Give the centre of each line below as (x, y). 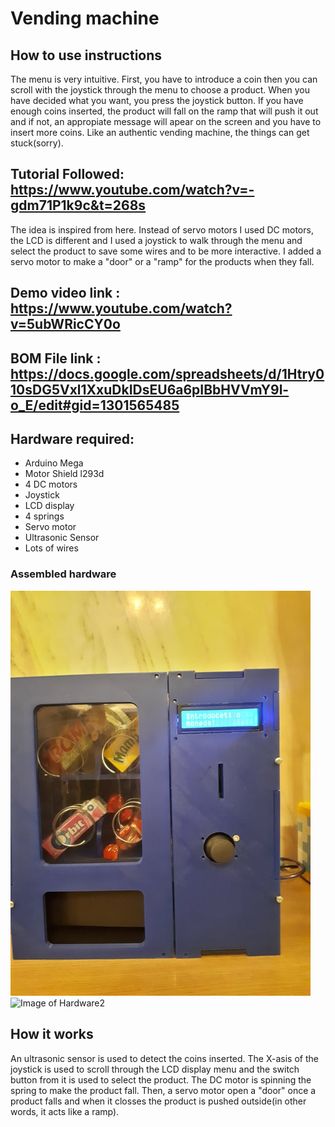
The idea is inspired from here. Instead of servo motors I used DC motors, (162, 229)
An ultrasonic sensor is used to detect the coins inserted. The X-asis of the (164, 1058)
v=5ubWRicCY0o (65, 324)
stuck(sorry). (37, 143)
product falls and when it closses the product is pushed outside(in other (158, 1101)
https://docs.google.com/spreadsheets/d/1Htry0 (167, 373)
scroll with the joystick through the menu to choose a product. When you (160, 90)
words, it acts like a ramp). (65, 1111)
